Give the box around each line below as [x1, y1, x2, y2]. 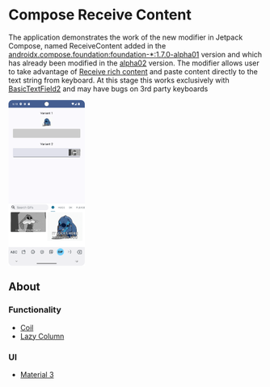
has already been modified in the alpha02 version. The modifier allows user [8, 58, 260, 68]
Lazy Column [19, 331, 65, 341]
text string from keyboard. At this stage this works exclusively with [8, 75, 230, 85]
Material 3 [19, 369, 54, 379]
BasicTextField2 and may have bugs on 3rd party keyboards [8, 83, 209, 94]
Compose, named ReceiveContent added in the [8, 40, 167, 50]
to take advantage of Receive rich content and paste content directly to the [8, 66, 259, 76]
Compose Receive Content [8, 6, 192, 24]
